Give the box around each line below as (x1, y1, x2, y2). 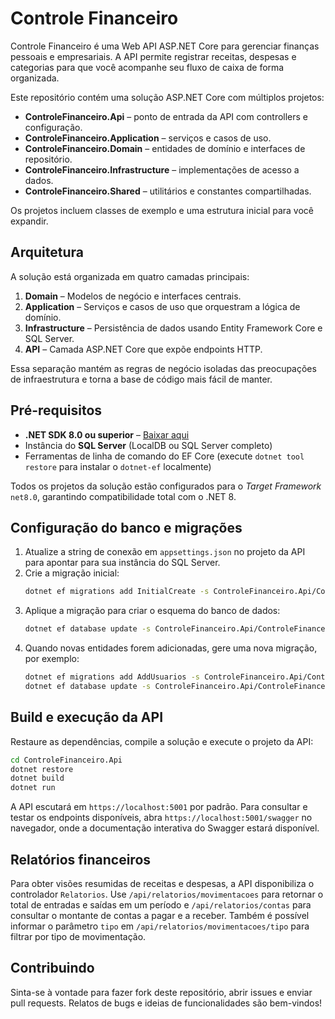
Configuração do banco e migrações (10, 519, 243, 536)
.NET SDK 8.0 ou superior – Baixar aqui (24, 428, 190, 441)
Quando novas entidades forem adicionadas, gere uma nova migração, (24, 642, 318, 654)
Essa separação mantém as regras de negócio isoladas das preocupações (10, 362, 317, 374)
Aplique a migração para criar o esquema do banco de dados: (24, 605, 281, 617)
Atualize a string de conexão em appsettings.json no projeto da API (24, 546, 306, 558)
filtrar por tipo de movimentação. (10, 931, 147, 942)
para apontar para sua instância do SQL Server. (24, 557, 221, 569)
